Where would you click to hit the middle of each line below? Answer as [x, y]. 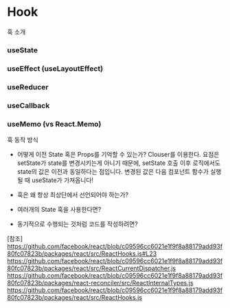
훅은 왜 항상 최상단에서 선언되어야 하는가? [73, 195]
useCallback [28, 105]
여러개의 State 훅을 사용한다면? [59, 209]
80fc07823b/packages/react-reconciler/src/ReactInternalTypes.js [100, 283]
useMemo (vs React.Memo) [54, 124]
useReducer [28, 87]
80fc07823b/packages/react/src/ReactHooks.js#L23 [82, 253]
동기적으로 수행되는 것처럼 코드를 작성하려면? [78, 223]
